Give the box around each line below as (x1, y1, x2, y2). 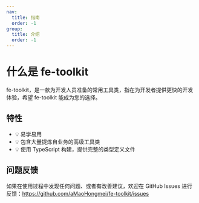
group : (6, 25, 23, 32)
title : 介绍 (11, 32, 41, 38)
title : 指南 (11, 15, 41, 21)
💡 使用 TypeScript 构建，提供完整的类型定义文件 (15, 145, 136, 153)
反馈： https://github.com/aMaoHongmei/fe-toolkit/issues (6, 190, 149, 197)
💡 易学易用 (15, 130, 42, 138)
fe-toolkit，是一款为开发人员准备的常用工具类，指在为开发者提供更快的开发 (6, 86, 194, 93)
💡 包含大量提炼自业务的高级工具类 (15, 138, 100, 145)
